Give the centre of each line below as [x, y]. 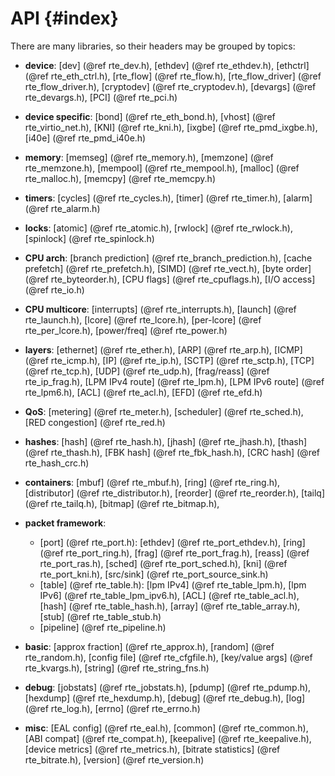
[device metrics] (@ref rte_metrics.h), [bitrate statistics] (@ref [152, 749]
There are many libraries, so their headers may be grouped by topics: [153, 46]
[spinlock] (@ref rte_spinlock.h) [89, 238]
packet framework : [65, 523]
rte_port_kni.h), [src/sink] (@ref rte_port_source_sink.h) [154, 574]
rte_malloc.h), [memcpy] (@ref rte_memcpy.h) [120, 178]
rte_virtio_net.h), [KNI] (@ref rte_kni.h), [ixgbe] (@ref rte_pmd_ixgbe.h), [171, 127]
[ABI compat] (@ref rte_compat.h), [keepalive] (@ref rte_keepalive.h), [168, 738]
